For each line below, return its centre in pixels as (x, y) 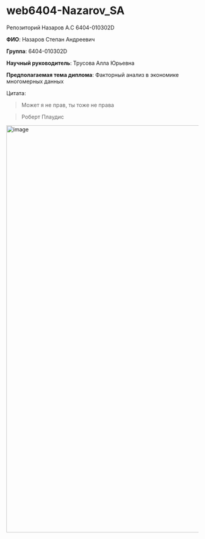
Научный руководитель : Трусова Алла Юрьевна (70, 63)
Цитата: (16, 93)
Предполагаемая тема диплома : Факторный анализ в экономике (93, 74)
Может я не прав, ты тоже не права (68, 105)
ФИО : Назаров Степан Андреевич (51, 39)
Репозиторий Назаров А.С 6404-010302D (60, 27)
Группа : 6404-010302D (37, 51)
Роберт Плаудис (42, 117)
